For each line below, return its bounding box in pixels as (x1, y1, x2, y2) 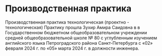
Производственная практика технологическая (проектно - (5, 19, 129, 25)
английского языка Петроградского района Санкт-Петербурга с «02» (5, 40, 153, 46)
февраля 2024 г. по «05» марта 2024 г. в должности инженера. (5, 45, 139, 51)
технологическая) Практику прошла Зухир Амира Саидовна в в (5, 24, 140, 30)
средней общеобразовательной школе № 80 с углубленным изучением (5, 35, 157, 41)
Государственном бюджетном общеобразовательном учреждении (5, 29, 147, 35)
